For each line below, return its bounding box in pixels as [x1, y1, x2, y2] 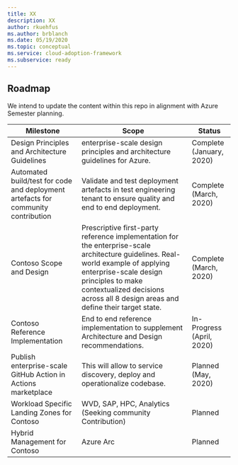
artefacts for [11, 193, 52, 203]
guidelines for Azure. [81, 155, 151, 165]
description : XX [7, 17, 55, 24]
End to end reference [81, 314, 152, 323]
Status [198, 125, 221, 135]
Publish [11, 352, 36, 362]
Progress [191, 323, 222, 333]
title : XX [7, 10, 37, 18]
